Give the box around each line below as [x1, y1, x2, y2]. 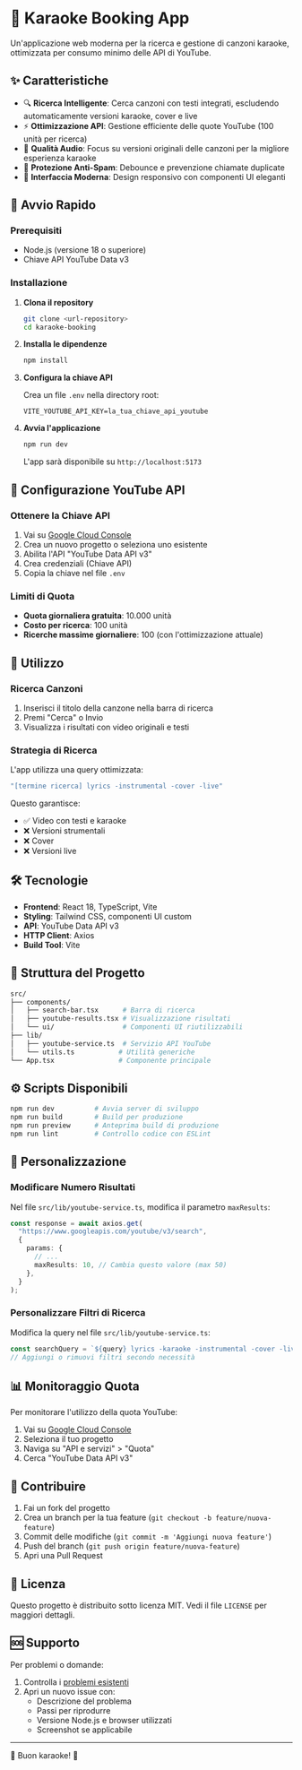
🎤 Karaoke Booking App [10, 8, 190, 29]
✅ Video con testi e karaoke [22, 816, 126, 826]
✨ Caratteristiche [10, 73, 109, 89]
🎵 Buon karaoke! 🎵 [10, 1749, 79, 1760]
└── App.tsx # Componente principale [10, 1056, 211, 1065]
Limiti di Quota [10, 590, 75, 602]
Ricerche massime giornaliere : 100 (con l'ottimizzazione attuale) [22, 629, 263, 640]
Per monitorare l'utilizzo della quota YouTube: [10, 1407, 178, 1418]
